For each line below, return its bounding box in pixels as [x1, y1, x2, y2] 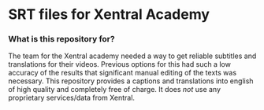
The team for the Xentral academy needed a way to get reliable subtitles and [8, 51, 257, 60]
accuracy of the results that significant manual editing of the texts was [8, 68, 237, 78]
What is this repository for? [8, 34, 116, 45]
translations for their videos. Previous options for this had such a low [8, 60, 231, 69]
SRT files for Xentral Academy [8, 5, 210, 24]
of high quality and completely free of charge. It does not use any [8, 85, 221, 94]
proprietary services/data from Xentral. [8, 93, 136, 103]
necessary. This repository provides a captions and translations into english [8, 76, 254, 86]
